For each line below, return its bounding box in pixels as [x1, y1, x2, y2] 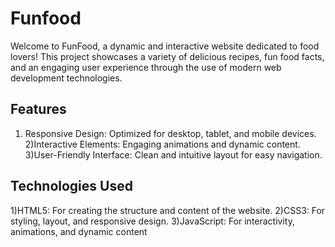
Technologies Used [10, 178, 133, 195]
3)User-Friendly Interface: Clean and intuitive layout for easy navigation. [24, 148, 323, 161]
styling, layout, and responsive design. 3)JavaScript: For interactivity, [10, 215, 295, 227]
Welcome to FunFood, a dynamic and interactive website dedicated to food [10, 40, 320, 52]
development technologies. [10, 72, 123, 84]
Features [10, 101, 67, 118]
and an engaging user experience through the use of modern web [10, 61, 282, 73]
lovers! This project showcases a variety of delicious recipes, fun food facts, [10, 50, 325, 62]
